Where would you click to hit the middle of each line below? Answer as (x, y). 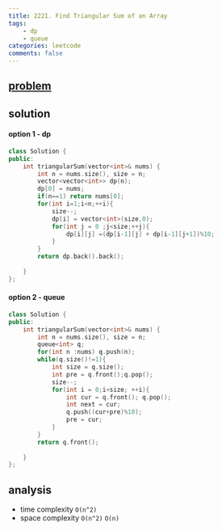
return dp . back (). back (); (81, 257)
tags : (17, 23)
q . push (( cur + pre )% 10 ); (104, 412)
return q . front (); (68, 442)
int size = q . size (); (88, 367)
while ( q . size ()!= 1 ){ (72, 360)
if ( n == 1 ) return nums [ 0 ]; (81, 196)
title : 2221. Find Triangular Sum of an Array (88, 16)
